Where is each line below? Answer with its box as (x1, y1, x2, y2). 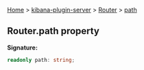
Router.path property (7, 25, 99, 37)
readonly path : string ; (7, 56, 75, 63)
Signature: (7, 43, 38, 52)
